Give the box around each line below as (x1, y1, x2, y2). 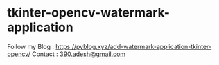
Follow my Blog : (7, 42, 54, 50)
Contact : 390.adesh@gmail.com (32, 50, 126, 58)
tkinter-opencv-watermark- (7, 5, 170, 21)
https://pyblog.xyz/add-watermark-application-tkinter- (55, 42, 212, 50)
